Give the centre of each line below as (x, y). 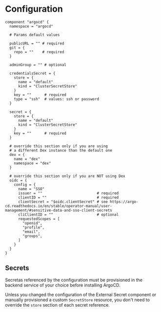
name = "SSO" (31, 189)
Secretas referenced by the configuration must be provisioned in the (74, 280)
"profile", (34, 227)
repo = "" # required (39, 52)
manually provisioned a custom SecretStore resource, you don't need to (78, 300)
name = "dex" (27, 159)
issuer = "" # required (68, 193)
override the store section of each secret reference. (57, 305)
